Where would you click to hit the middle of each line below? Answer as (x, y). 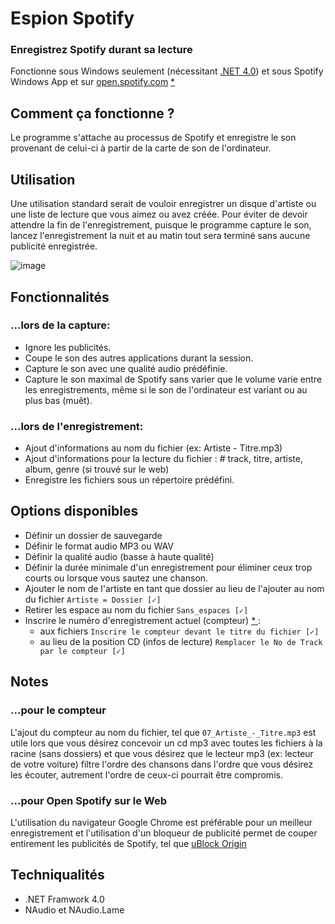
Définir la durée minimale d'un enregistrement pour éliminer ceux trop (168, 567)
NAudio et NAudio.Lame (74, 909)
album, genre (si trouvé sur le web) (97, 469)
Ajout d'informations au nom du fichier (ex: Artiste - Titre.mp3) (153, 448)
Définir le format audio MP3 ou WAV (99, 546)
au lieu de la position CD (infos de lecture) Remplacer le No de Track (181, 641)
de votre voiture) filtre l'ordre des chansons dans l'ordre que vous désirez (162, 764)
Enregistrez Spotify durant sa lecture (101, 50)
